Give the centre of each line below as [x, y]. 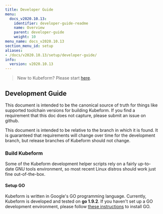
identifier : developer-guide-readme [51, 23]
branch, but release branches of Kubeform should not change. [68, 140]
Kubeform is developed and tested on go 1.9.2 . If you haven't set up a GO [79, 201]
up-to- [144, 164]
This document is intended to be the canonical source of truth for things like [81, 105]
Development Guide [36, 93]
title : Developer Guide [29, 10]
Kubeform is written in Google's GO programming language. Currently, [76, 196]
